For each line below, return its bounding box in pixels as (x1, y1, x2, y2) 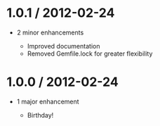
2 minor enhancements (16, 28, 84, 37)
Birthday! (27, 111, 54, 119)
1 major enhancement (16, 97, 79, 106)
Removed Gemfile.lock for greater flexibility (27, 49, 153, 58)
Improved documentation (27, 42, 100, 50)
